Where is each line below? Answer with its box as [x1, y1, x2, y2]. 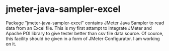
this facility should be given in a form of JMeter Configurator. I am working [6, 36, 160, 42]
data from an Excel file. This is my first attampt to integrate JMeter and [6, 25, 152, 31]
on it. [6, 41, 17, 47]
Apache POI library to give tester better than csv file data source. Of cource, [6, 30, 164, 36]
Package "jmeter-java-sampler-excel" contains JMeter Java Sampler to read [6, 20, 164, 26]
